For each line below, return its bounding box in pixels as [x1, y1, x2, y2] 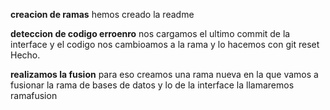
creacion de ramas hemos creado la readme [10, 9, 195, 20]
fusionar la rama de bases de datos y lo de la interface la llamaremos [10, 79, 295, 91]
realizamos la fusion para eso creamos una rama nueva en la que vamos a [10, 69, 319, 80]
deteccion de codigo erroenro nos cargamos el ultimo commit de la [10, 28, 291, 39]
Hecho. [10, 49, 41, 61]
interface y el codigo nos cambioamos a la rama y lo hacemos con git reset [10, 39, 320, 50]
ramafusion [10, 90, 58, 101]
